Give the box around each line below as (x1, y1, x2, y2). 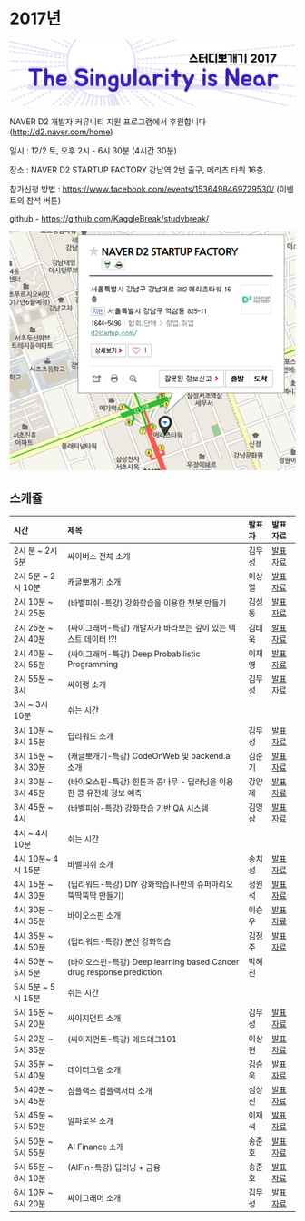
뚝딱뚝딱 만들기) (67, 891, 124, 901)
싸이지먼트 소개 (67, 1013, 122, 1024)
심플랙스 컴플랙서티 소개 (67, 1085, 152, 1096)
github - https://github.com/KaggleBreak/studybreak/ (9, 212, 210, 223)
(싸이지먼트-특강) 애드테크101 (67, 1034, 177, 1044)
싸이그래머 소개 (67, 1193, 122, 1203)
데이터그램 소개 (67, 1064, 122, 1075)
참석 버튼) (25, 194, 62, 205)
